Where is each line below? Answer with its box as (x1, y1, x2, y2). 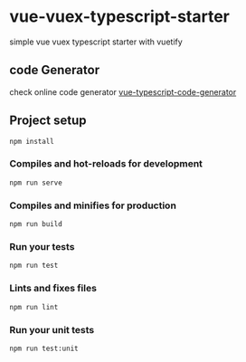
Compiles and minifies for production (9, 199, 176, 212)
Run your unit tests (9, 323, 95, 336)
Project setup (9, 113, 88, 129)
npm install (9, 137, 54, 146)
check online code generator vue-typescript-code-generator (9, 86, 237, 97)
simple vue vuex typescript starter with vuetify (9, 36, 183, 47)
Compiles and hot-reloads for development (9, 157, 203, 170)
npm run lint (9, 302, 59, 311)
